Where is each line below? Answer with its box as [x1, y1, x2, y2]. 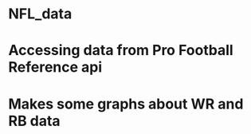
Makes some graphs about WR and [8, 95, 244, 112]
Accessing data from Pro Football [8, 41, 233, 60]
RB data [8, 112, 61, 130]
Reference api [8, 58, 103, 77]
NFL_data [8, 5, 73, 23]
